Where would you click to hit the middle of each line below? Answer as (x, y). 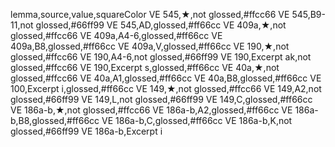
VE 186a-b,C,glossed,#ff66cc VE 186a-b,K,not (197, 120)
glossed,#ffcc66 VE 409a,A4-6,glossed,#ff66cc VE (116, 35)
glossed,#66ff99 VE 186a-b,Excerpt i (86, 131)
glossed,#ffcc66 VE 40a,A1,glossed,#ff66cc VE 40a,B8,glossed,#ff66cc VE (166, 78)
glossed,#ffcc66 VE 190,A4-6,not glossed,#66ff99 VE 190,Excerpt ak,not (161, 57)
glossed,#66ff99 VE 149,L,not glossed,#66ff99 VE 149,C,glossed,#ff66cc (161, 99)
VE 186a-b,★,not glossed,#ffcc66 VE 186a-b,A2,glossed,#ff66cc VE (151, 110)
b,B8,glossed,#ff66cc (55, 120)
